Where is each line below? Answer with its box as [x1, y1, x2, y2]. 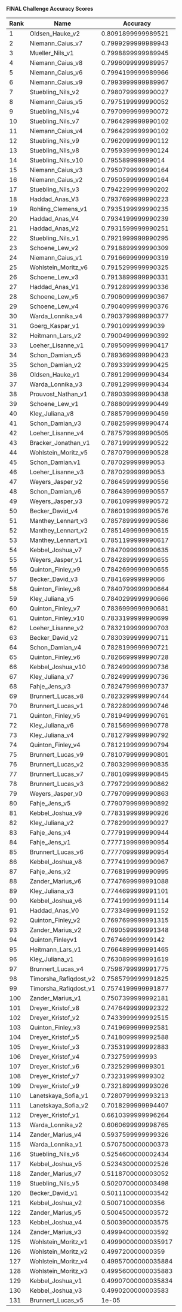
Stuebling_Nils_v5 [29, 1179, 79, 1187]
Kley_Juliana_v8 [29, 410, 74, 417]
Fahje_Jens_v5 [29, 799, 71, 807]
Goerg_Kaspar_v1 [29, 322, 79, 330]
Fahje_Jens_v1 [29, 838, 71, 846]
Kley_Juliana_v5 [29, 595, 74, 603]
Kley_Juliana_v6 [29, 721, 74, 729]
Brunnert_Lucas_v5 [29, 1296, 84, 1304]
